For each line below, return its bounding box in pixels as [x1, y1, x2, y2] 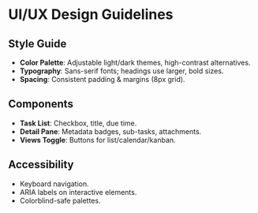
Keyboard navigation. [19, 179, 89, 189]
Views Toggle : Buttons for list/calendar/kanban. [19, 135, 176, 144]
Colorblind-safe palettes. [19, 196, 101, 205]
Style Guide [8, 37, 67, 50]
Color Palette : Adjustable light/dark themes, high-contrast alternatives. [19, 58, 251, 67]
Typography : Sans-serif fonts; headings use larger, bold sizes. [19, 66, 224, 76]
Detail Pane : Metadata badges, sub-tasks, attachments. [19, 126, 202, 136]
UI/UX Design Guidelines [8, 6, 174, 24]
